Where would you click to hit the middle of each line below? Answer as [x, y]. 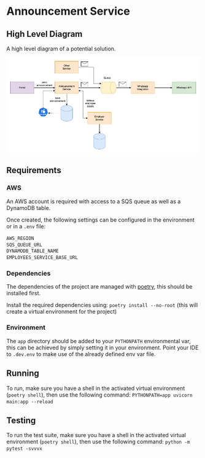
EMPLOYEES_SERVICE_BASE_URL [42, 258]
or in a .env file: [26, 226]
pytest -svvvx [25, 449]
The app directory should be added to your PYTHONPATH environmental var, [99, 341]
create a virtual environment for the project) [62, 312]
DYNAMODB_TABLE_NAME [33, 251]
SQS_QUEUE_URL [25, 245]
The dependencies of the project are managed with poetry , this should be [99, 287]
